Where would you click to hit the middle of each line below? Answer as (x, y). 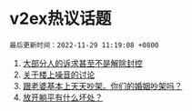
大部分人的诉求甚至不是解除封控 (82, 63)
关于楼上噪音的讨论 (59, 75)
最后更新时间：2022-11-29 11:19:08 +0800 (84, 45)
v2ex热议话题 (61, 19)
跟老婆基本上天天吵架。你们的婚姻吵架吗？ (102, 86)
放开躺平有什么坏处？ (62, 97)
